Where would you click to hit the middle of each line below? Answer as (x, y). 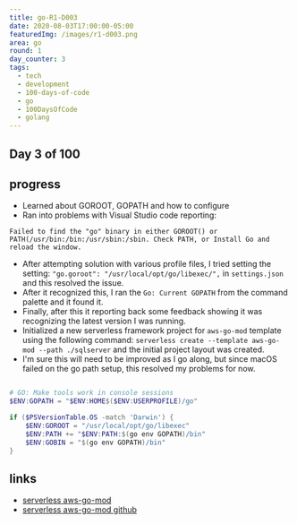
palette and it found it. (63, 302)
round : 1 (25, 51)
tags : (19, 68)
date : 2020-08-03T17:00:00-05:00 (72, 26)
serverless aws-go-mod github (79, 510)
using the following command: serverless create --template (135, 340)
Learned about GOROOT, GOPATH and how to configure (126, 206)
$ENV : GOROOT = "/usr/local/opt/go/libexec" (108, 425)
